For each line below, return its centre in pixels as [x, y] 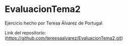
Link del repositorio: [25, 32]
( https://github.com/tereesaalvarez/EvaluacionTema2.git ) [64, 38]
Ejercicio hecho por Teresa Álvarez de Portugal [54, 23]
